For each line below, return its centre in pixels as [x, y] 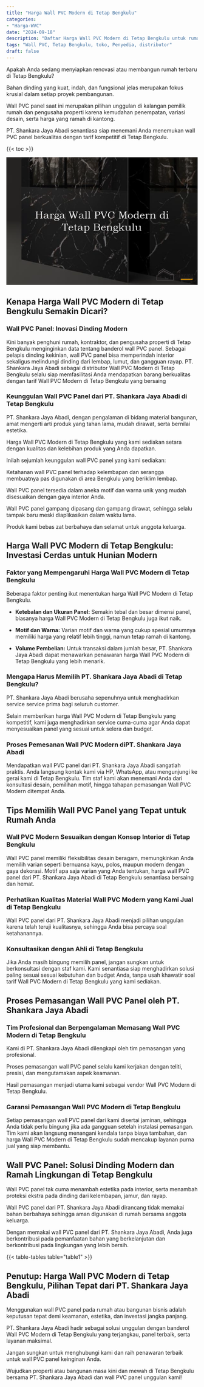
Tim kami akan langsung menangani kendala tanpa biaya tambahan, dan [97, 1133]
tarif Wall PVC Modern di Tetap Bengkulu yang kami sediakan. [84, 982]
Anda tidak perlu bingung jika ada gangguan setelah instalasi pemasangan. [100, 1127]
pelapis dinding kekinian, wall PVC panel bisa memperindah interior [90, 355]
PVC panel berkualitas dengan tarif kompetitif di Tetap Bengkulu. [87, 137]
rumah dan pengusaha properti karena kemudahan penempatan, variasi [96, 112]
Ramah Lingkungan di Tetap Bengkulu [80, 1175]
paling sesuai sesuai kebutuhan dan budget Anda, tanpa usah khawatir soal [101, 975]
